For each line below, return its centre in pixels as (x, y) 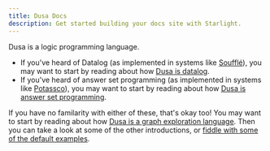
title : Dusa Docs (38, 16)
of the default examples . (49, 138)
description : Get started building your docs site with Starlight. (125, 24)
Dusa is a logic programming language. (74, 46)
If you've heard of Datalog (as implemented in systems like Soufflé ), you (141, 63)
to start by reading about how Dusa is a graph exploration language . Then (132, 121)
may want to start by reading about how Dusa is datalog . (115, 71)
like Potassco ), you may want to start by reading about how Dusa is (133, 88)
